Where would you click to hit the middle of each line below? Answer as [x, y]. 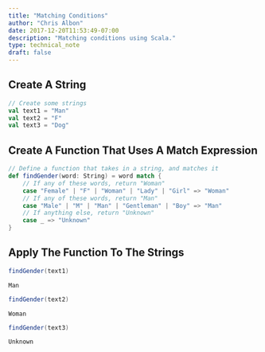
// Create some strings [48, 103]
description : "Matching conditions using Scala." [92, 38]
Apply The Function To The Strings [96, 253]
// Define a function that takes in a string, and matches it [113, 169]
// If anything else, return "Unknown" [89, 213]
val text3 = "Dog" [39, 125]
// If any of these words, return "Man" [90, 198]
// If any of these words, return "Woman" [94, 183]
